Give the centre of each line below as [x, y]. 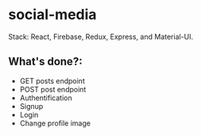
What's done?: [45, 62]
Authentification [46, 98]
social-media [52, 15]
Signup [31, 106]
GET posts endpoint [52, 80]
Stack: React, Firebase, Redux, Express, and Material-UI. [101, 37]
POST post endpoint [53, 89]
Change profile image [55, 123]
